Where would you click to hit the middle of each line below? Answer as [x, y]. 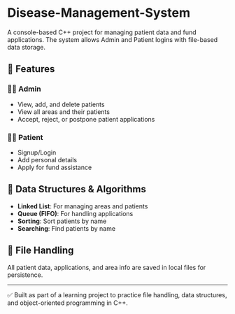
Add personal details [47, 159]
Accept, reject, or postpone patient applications [86, 119]
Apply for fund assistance [55, 167]
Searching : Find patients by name [66, 228]
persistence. [25, 275]
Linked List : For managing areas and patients [83, 206]
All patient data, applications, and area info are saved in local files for [107, 267]
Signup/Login [37, 152]
